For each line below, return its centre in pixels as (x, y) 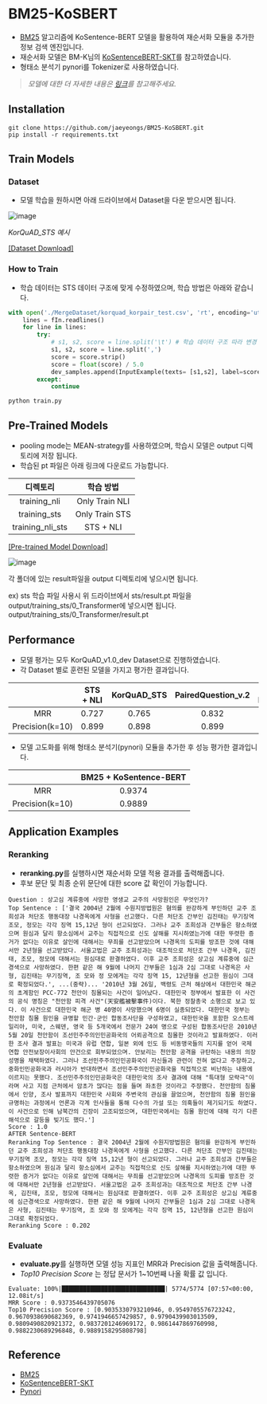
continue (65, 387)
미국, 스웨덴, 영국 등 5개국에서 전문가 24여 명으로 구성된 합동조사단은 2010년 (144, 1026)
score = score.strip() (88, 357)
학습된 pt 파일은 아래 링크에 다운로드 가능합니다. (94, 466)
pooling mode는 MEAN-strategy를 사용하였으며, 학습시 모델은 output (129, 446)
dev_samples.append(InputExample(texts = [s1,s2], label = (147, 372)
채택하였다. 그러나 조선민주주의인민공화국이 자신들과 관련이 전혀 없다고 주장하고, (142, 1060)
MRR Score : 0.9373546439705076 (62, 1303)
